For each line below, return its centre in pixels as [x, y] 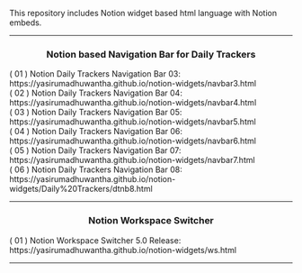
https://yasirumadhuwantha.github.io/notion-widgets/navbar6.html [133, 141]
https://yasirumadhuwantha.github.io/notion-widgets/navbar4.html [133, 103]
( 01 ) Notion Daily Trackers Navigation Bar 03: [95, 74]
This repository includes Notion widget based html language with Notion [143, 13]
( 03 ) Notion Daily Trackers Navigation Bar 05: [96, 113]
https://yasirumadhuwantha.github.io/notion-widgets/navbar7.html [132, 160]
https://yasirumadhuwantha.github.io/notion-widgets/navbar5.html [133, 122]
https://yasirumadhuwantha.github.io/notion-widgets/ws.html [123, 250]
